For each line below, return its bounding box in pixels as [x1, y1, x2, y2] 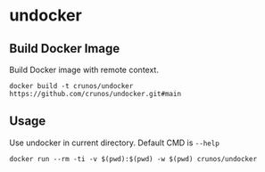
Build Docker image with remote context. [9, 64, 159, 75]
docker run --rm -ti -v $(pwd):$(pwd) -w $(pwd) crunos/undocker [9, 154, 257, 163]
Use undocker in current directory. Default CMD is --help [9, 137, 220, 148]
